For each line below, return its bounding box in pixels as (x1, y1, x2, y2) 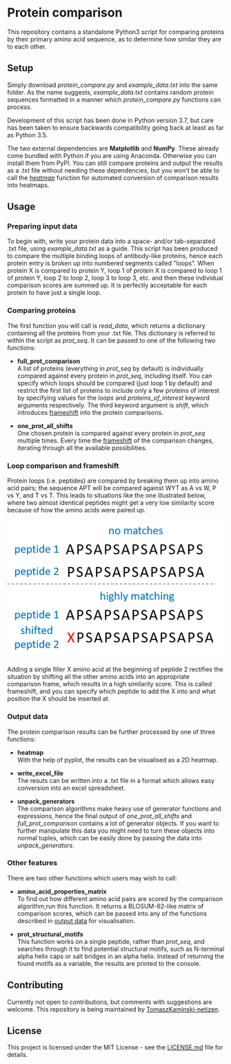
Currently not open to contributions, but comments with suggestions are (7, 998, 212, 1006)
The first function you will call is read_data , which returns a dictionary (7, 321, 205, 329)
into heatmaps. (7, 181, 50, 189)
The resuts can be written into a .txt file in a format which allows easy (17, 776, 215, 784)
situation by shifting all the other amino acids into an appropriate (7, 673, 190, 681)
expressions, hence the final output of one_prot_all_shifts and (17, 811, 192, 820)
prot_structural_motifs (17, 930, 84, 938)
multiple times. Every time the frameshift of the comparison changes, (17, 436, 214, 445)
